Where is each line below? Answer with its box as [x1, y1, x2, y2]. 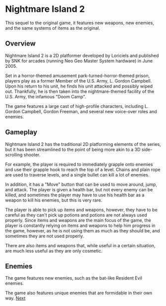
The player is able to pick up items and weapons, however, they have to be [5, 207, 158, 213]
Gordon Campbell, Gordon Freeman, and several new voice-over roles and [5, 108, 157, 114]
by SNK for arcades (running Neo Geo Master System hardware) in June [5, 58, 153, 64]
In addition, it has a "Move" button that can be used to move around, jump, [5, 181, 158, 187]
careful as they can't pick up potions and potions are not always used [5, 212, 147, 218]
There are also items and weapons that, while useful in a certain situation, [5, 242, 156, 248]
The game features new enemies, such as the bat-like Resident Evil [5, 275, 142, 281]
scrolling [5, 152, 23, 158]
